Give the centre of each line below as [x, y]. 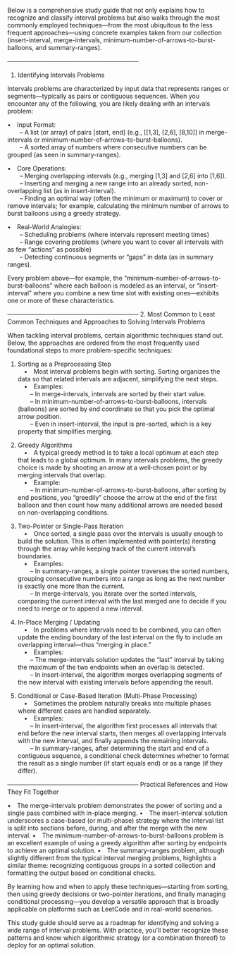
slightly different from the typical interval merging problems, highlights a [112, 858]
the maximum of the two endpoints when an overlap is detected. [111, 667]
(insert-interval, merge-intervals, [55, 40]
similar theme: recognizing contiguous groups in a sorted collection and [112, 865]
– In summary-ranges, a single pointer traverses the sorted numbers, [130, 571]
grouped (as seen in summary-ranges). [64, 155]
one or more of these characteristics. [61, 300]
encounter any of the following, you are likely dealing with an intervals [109, 104]
